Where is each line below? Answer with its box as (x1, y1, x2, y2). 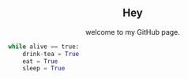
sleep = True (22, 65, 66, 73)
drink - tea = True (22, 50, 80, 58)
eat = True (22, 57, 58, 66)
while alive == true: (8, 43, 80, 51)
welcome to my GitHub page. (85, 27, 180, 36)
